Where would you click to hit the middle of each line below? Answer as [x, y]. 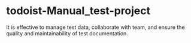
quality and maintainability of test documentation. [67, 33]
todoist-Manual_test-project [78, 11]
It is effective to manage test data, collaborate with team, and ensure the [95, 27]
